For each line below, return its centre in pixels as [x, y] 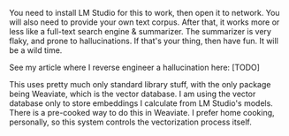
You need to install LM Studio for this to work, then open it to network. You [144, 13]
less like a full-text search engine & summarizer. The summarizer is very [141, 31]
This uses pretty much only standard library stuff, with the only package [140, 84]
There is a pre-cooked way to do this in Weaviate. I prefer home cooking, [142, 113]
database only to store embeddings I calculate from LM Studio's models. [141, 103]
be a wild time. [36, 50]
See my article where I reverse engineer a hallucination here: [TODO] [135, 67]
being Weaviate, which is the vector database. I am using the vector [133, 94]
